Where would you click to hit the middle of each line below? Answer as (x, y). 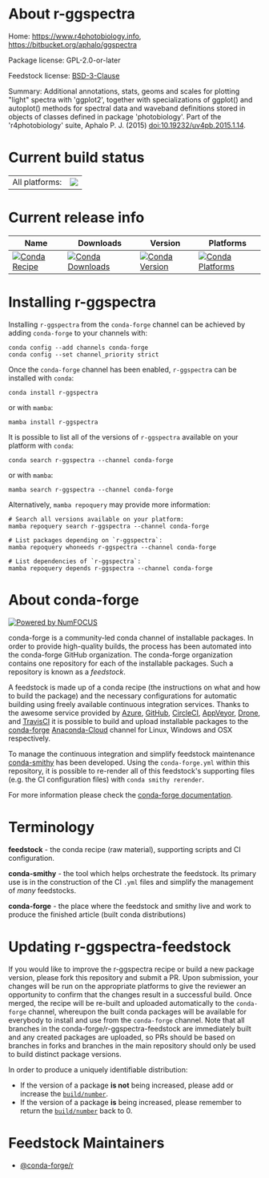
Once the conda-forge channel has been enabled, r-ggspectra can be (123, 369)
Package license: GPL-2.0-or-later (65, 60)
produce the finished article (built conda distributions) (97, 915)
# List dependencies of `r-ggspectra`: (75, 561)
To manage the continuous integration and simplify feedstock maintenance (132, 754)
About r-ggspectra (72, 14)
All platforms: (37, 182)
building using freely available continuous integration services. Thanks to (129, 704)
